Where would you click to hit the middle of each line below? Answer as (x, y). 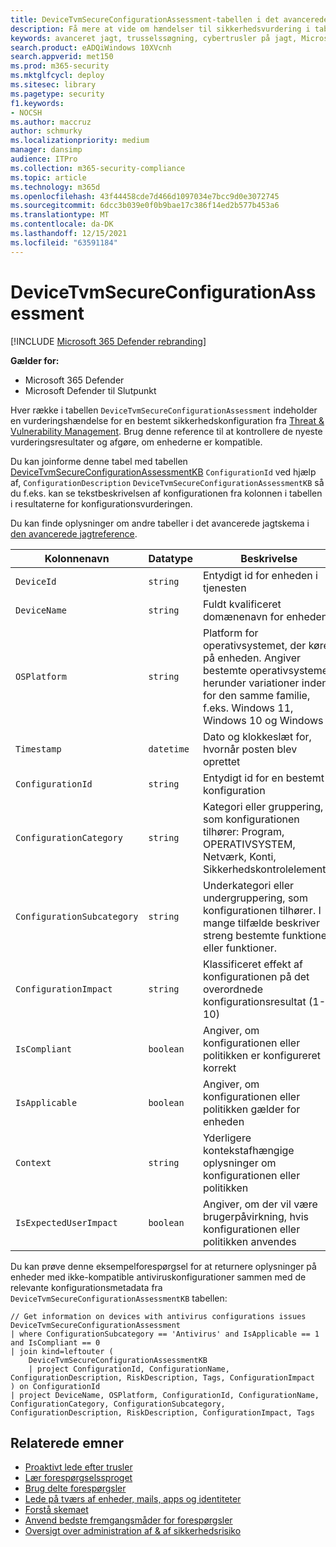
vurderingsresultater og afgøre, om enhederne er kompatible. (136, 442)
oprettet (221, 761)
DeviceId (36, 581)
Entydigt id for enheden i (260, 575)
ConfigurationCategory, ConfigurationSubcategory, (118, 1404)
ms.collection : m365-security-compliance (98, 168)
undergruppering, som (255, 898)
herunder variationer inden (265, 683)
